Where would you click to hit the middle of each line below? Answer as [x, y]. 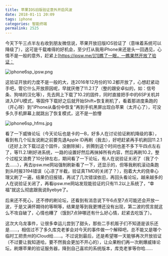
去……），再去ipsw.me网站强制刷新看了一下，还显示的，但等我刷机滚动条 [80, 165]
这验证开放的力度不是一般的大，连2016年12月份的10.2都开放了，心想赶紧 [80, 82]
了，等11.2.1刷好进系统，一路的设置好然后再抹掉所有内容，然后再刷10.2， [80, 152]
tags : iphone [19, 19]
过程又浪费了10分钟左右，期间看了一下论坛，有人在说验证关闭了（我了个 [84, 159]
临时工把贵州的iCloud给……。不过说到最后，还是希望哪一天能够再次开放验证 [83, 236]
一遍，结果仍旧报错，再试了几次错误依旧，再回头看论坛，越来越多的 [92, 177]
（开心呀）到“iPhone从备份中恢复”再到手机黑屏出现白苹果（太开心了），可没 [83, 107]
